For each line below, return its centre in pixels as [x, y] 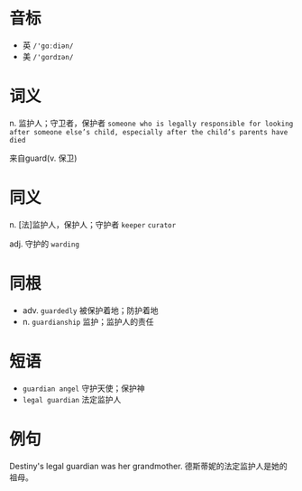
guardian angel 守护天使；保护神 [83, 388]
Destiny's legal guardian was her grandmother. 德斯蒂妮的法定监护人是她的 [149, 466]
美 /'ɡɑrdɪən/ [48, 56]
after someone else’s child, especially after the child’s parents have [149, 132]
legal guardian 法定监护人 [72, 399]
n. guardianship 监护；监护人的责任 [88, 321]
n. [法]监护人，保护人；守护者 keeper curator [93, 224]
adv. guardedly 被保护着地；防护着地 [90, 310]
